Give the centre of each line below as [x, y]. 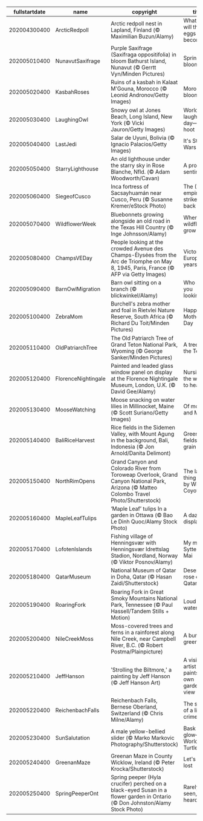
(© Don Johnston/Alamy [141, 803]
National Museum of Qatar [143, 571]
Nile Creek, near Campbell [143, 638]
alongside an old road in [140, 221]
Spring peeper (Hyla [136, 777]
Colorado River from [136, 468]
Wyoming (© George [137, 351]
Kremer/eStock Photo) [138, 206]
